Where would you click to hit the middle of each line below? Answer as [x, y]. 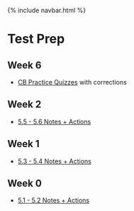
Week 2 [24, 105]
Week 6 [24, 65]
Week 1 [23, 144]
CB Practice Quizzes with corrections [72, 82]
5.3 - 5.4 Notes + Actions [55, 161]
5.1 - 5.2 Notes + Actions [54, 200]
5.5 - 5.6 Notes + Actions [54, 121]
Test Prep [36, 39]
